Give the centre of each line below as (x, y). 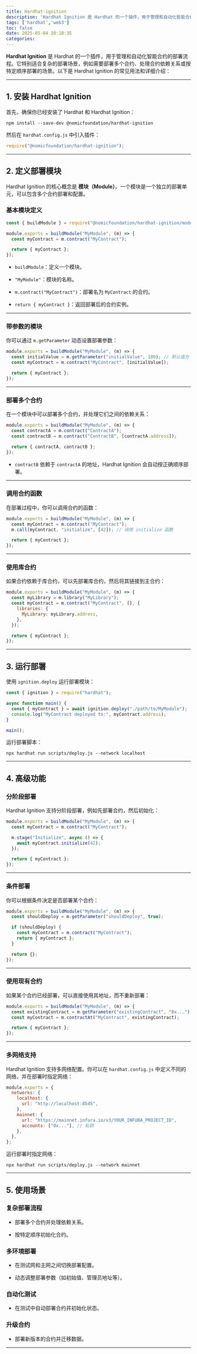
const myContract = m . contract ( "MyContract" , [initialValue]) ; (90, 363)
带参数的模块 (24, 326)
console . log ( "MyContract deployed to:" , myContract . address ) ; (89, 714)
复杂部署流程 (24, 1208)
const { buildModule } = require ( (48, 223)
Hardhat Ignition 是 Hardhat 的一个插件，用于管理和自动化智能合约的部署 (94, 56)
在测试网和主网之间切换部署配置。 (56, 1265)
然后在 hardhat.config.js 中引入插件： (53, 134)
